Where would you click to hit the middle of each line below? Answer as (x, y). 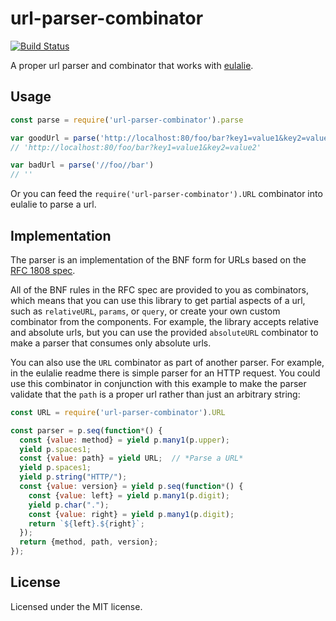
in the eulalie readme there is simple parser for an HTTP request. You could (165, 373)
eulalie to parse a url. (53, 204)
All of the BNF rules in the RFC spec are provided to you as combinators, (159, 289)
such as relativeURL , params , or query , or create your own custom (145, 311)
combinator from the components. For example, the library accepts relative (165, 321)
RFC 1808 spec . (43, 270)
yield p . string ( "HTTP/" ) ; (73, 477)
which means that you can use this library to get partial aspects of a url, (158, 300)
